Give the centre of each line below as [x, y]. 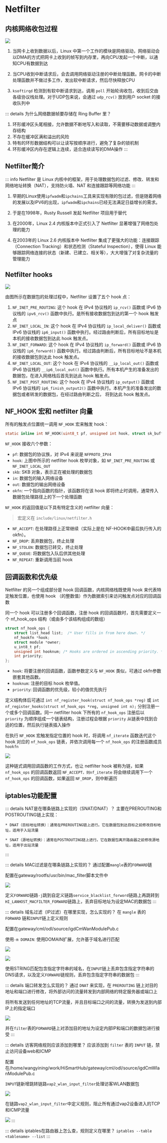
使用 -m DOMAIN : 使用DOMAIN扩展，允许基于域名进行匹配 [62, 939]
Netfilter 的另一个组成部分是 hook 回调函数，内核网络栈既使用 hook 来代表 [81, 590]
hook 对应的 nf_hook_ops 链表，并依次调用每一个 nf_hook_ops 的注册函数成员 [83, 742]
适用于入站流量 [25, 830]
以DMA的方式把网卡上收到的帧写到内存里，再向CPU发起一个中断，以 [83, 57]
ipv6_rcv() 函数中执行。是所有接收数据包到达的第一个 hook [88, 313]
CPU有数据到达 [32, 63]
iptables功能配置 [31, 796]
